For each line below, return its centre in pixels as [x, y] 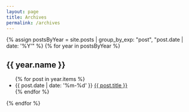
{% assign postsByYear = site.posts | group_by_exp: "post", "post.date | [95, 40]
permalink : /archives [33, 23]
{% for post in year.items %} [50, 79]
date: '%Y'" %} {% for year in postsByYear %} [63, 46]
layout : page [22, 12]
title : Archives [26, 17]
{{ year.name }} [36, 65]
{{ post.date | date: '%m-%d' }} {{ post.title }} [71, 85]
